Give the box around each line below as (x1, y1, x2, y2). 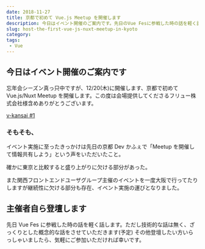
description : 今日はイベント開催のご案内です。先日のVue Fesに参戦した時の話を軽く (6, 20, 197, 26)
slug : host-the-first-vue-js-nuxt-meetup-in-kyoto (6, 26, 138, 32)
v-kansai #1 (6, 111, 35, 119)
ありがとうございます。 (38, 99, 97, 107)
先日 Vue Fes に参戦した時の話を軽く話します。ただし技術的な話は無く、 (6, 220, 190, 228)
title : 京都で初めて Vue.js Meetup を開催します (6, 15, 121, 21)
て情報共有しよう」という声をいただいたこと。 (6, 150, 124, 158)
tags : (6, 37, 20, 43)
